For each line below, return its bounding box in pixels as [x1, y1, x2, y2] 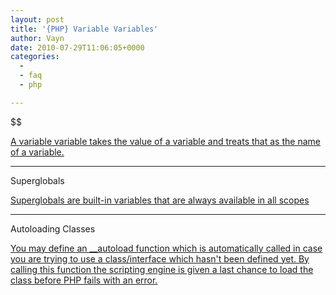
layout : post [10, 14, 65, 25]
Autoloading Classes [10, 222, 96, 235]
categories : [10, 52, 60, 62]
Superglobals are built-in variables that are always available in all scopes [10, 194, 310, 206]
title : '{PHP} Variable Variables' [10, 24, 159, 34]
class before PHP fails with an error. [10, 274, 158, 286]
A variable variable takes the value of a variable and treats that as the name [10, 135, 321, 147]
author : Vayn [10, 33, 65, 43]
